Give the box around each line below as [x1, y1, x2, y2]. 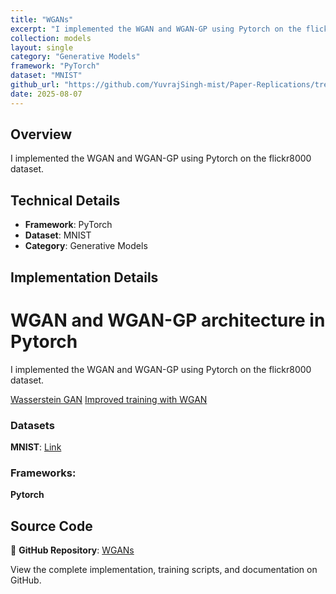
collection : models [10, 33, 92, 43]
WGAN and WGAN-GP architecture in [10, 309, 326, 331]
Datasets [10, 418, 55, 432]
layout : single [10, 42, 74, 53]
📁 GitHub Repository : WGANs [10, 544, 135, 556]
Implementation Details [10, 269, 159, 286]
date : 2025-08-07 [10, 89, 83, 99]
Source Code [10, 517, 93, 535]
